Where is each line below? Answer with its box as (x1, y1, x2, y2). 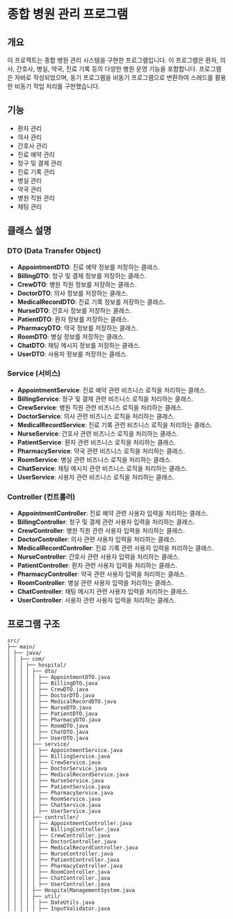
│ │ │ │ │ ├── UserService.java (7, 808, 101, 815)
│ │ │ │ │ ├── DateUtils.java (7, 899, 95, 906)
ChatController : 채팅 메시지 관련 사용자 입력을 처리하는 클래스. (17, 587, 189, 596)
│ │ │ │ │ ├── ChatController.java (7, 874, 111, 881)
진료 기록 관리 (17, 168, 55, 176)
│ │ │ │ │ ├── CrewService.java (7, 759, 101, 766)
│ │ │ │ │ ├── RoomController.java (7, 868, 111, 875)
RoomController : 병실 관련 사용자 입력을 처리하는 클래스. (17, 579, 174, 587)
